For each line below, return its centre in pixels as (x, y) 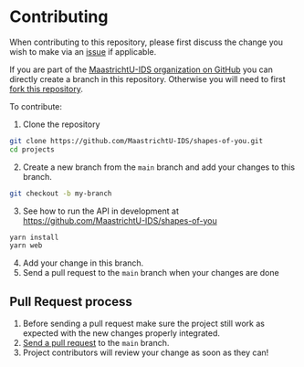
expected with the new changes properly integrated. (121, 333)
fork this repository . (47, 89)
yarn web (26, 246)
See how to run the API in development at (101, 211)
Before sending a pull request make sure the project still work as (143, 324)
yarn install (34, 237)
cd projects (32, 149)
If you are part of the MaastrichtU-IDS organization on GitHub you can (142, 69)
